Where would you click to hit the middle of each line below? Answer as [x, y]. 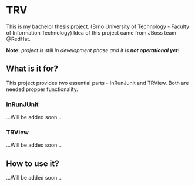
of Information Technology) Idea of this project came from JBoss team [91, 32]
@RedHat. [18, 39]
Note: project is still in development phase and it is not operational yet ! [93, 50]
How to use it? [33, 163]
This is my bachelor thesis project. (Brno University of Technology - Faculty [98, 26]
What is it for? [32, 69]
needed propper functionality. [42, 89]
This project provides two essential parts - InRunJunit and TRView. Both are [97, 83]
